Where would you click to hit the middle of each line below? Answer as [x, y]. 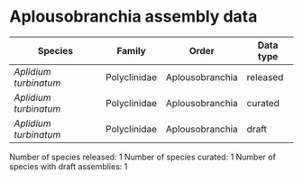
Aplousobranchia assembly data [133, 17]
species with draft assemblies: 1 [69, 166]
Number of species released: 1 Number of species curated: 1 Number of [143, 157]
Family [131, 50]
